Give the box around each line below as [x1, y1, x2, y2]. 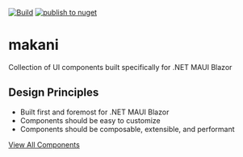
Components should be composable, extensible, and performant [19, 124, 236, 134]
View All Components [8, 139, 81, 149]
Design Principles [8, 85, 99, 100]
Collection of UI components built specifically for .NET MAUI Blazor [8, 62, 233, 72]
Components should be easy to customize [19, 115, 161, 125]
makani [8, 36, 59, 54]
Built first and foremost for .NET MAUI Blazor [19, 107, 170, 117]
